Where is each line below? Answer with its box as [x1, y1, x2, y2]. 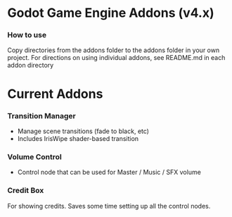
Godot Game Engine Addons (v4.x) [7, 5, 214, 21]
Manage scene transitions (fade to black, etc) [17, 127, 150, 135]
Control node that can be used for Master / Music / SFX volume [17, 168, 202, 177]
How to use [7, 30, 47, 40]
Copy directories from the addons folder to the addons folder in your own [7, 46, 220, 54]
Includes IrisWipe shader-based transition [17, 134, 139, 142]
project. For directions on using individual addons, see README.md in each [7, 54, 226, 62]
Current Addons [7, 86, 103, 101]
